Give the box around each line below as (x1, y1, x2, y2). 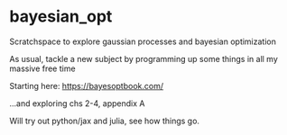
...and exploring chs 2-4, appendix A (9, 97, 145, 109)
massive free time (9, 63, 76, 74)
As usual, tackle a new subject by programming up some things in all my (9, 53, 278, 64)
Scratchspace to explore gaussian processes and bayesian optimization (9, 36, 277, 47)
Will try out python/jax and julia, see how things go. (9, 115, 200, 126)
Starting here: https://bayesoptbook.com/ (9, 80, 164, 91)
